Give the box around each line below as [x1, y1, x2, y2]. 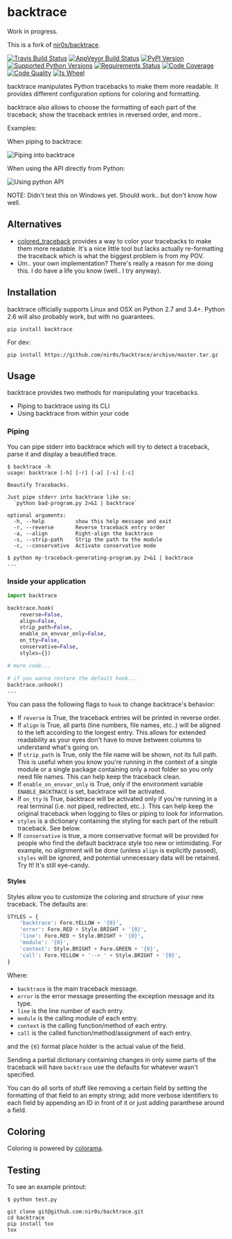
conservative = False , [19, 643, 79, 651]
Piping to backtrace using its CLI [17, 402, 110, 410]
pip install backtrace [7, 325, 73, 333]
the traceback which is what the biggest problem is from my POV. [17, 251, 204, 260]
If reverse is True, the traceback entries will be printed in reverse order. [17, 714, 221, 722]
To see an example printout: [7, 1183, 87, 1191]
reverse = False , [19, 611, 64, 618]
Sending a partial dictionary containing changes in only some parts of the [7, 1055, 217, 1063]
